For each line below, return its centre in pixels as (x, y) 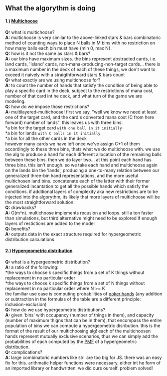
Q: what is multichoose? (30, 32)
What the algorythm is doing (50, 8)
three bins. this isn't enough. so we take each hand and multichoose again (82, 165)
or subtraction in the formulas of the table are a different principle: (73, 299)
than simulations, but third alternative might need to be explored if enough (81, 218)
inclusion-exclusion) (26, 304)
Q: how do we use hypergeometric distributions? (55, 309)
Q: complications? (24, 352)
